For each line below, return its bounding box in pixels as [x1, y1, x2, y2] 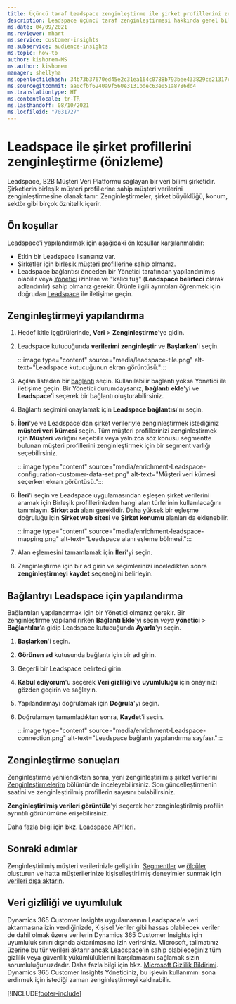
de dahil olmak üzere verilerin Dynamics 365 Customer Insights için [7, 930, 202, 939]
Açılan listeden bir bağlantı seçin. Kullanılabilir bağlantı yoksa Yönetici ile [17, 377, 227, 386]
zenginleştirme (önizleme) [7, 153, 164, 170]
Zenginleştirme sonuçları [7, 754, 120, 766]
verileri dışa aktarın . [7, 877, 65, 885]
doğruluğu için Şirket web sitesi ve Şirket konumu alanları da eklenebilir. [17, 514, 229, 522]
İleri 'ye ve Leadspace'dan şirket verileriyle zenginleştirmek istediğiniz [17, 419, 220, 428]
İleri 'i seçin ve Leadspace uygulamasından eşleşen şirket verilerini [17, 491, 210, 500]
